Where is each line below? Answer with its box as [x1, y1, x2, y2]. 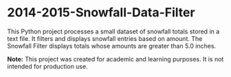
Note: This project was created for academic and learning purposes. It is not [7, 55, 224, 63]
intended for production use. [7, 62, 88, 70]
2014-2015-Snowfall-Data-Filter [7, 5, 195, 20]
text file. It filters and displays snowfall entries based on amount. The [7, 34, 203, 42]
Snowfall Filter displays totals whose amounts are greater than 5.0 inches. [7, 42, 217, 50]
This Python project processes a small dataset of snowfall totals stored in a [7, 27, 220, 35]
